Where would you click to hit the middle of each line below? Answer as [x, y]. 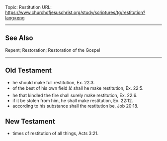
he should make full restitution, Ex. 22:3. [53, 82]
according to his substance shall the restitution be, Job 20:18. [75, 106]
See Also [19, 38]
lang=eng [15, 18]
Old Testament [29, 70]
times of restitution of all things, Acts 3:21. [55, 134]
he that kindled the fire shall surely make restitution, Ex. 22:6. [75, 95]
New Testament [30, 122]
